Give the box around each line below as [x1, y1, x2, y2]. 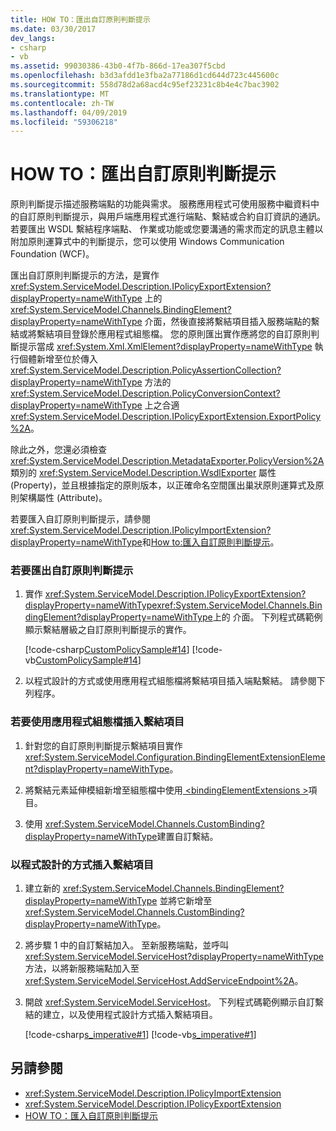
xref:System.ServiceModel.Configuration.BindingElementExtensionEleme [24, 751, 326, 763]
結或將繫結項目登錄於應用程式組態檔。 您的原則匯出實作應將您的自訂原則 [10, 328, 311, 340]
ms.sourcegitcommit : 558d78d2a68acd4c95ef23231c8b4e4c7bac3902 [10, 80, 280, 90]
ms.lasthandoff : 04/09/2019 [10, 107, 128, 118]
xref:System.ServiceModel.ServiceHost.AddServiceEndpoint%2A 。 [24, 975, 304, 987]
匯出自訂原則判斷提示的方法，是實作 [10, 269, 160, 281]
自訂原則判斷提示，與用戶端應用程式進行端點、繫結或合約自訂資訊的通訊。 [18, 211, 326, 223]
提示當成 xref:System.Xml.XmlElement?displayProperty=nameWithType [18, 341, 313, 353]
